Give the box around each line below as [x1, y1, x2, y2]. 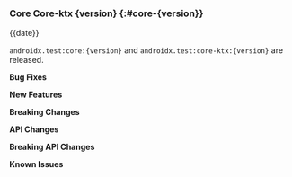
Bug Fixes [9, 72, 48, 83]
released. [9, 55, 44, 66]
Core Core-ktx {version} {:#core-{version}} [9, 7, 204, 20]
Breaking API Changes [9, 142, 95, 153]
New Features [9, 89, 63, 101]
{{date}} [9, 28, 40, 39]
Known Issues [9, 159, 64, 170]
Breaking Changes [9, 107, 80, 118]
